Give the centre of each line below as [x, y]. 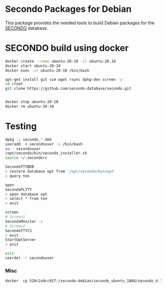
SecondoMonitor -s [24, 221]
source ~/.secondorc [26, 158]
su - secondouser [23, 149]
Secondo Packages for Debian [68, 9]
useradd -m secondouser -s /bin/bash [44, 144]
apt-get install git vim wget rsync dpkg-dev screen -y [64, 79]
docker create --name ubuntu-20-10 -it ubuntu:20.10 [61, 61]
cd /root [14, 84]
